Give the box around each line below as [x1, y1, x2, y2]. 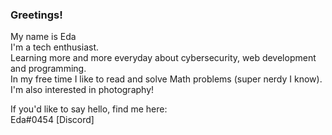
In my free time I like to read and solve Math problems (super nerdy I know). [10, 73, 323, 85]
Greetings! [10, 8, 63, 22]
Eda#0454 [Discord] [10, 114, 95, 126]
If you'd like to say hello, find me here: [10, 103, 168, 115]
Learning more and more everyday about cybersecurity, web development [10, 52, 317, 64]
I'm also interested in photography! [10, 84, 155, 96]
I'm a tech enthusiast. [10, 41, 99, 53]
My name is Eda [10, 31, 77, 43]
